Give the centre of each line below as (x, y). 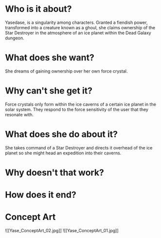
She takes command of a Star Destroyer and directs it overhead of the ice (79, 147)
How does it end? (41, 195)
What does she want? (50, 58)
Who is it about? (38, 9)
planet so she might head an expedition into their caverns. (63, 153)
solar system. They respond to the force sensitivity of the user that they (77, 109)
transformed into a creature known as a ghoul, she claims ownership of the (80, 27)
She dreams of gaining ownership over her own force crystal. (66, 71)
